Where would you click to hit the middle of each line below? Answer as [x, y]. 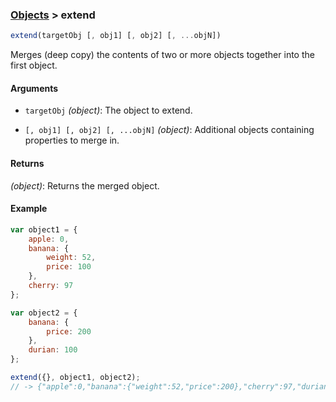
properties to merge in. [72, 140]
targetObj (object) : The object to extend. [108, 110]
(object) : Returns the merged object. [85, 185]
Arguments [34, 88]
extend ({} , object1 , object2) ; [75, 378]
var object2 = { [44, 313]
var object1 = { [44, 229]
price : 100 [69, 267]
